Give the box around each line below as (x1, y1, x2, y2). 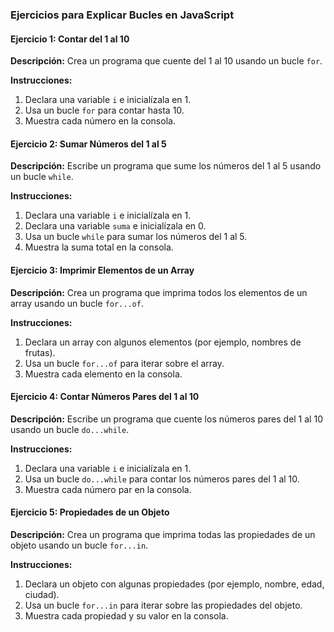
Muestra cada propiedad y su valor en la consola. (24, 609, 229, 622)
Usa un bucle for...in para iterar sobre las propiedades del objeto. (24, 599, 303, 611)
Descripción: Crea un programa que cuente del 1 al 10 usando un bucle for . (10, 55, 323, 67)
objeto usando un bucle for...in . (10, 539, 149, 551)
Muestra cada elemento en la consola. (24, 368, 183, 380)
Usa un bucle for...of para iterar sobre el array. (24, 357, 225, 369)
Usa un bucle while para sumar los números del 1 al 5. (24, 231, 248, 243)
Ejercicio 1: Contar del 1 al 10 (10, 33, 130, 45)
